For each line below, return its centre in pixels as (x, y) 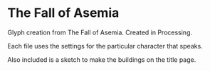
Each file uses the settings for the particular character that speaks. (105, 46)
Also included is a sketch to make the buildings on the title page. (102, 59)
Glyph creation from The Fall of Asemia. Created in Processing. (100, 32)
